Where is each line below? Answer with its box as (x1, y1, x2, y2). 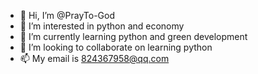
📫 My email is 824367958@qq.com (19, 53, 170, 64)
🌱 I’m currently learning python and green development (19, 31, 248, 42)
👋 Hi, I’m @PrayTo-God (19, 10, 115, 21)
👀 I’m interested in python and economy (19, 20, 185, 32)
